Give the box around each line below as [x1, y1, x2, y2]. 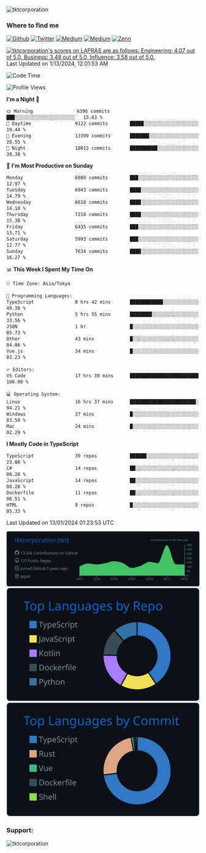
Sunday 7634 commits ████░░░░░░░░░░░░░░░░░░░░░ [6, 249, 199, 255]
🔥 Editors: [6, 367, 35, 373]
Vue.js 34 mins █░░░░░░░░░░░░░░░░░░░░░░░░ [6, 348, 199, 354]
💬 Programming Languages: [6, 293, 72, 299]
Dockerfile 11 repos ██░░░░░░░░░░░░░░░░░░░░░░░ [6, 490, 199, 496]
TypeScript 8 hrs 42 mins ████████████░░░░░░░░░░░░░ [6, 299, 199, 305]
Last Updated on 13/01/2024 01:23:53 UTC [6, 519, 115, 526]
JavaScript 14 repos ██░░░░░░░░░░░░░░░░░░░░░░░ [6, 478, 199, 484]
